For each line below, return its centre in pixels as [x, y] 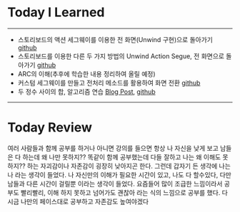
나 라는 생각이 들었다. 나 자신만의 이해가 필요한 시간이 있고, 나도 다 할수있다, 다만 [120, 174]
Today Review [50, 128]
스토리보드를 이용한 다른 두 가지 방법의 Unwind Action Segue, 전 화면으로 [121, 56]
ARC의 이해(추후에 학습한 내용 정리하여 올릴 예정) [86, 74]
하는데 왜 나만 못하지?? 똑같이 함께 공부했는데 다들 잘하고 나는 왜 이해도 [122, 157]
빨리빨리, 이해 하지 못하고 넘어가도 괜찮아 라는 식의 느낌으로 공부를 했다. [120, 192]
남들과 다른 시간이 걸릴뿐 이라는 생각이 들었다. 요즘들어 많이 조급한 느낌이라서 [115, 184]
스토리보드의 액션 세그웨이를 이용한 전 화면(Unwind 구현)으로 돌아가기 [115, 39]
